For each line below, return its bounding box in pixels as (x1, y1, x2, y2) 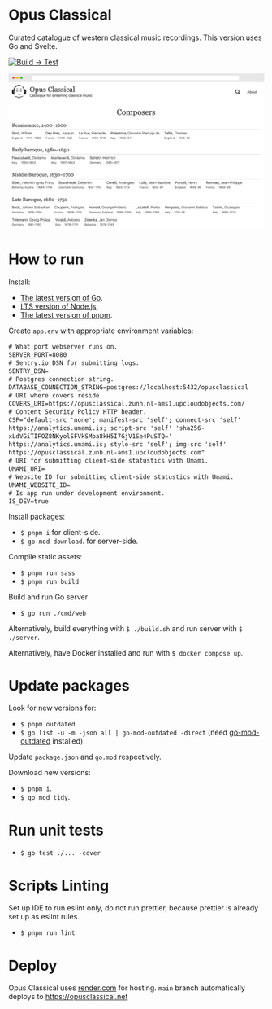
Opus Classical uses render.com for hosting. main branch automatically (8, 983, 246, 993)
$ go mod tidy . (19, 792, 71, 802)
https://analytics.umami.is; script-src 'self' (8, 423, 173, 432)
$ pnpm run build (19, 577, 80, 586)
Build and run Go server (8, 592, 88, 602)
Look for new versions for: (8, 703, 97, 713)
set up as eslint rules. (8, 912, 80, 922)
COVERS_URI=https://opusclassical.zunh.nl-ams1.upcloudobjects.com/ (8, 399, 245, 408)
